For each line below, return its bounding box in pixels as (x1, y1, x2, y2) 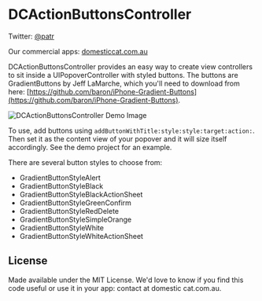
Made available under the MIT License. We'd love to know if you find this (8, 275, 244, 284)
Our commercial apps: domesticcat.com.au (8, 46, 148, 56)
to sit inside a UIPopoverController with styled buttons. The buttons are (8, 70, 238, 79)
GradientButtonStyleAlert (19, 173, 101, 182)
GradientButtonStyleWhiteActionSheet (19, 231, 144, 240)
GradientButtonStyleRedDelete (19, 206, 120, 215)
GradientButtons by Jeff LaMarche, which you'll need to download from (8, 79, 240, 88)
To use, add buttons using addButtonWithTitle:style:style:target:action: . (8, 126, 255, 135)
